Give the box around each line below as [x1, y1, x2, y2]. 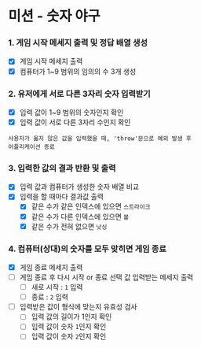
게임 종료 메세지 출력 [19, 262, 83, 272]
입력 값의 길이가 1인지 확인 [31, 312, 112, 321]
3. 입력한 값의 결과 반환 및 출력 [8, 162, 116, 173]
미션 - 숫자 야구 [8, 7, 100, 25]
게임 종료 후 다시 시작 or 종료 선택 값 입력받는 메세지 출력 [19, 272, 194, 282]
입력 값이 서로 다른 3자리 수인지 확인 [19, 117, 131, 127]
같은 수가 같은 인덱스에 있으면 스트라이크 [31, 202, 151, 211]
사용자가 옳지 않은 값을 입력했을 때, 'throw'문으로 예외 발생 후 [8, 135, 192, 143]
